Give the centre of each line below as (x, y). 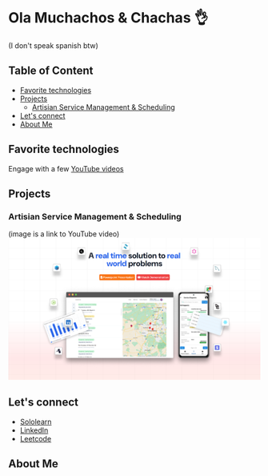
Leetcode (36, 438)
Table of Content (51, 71)
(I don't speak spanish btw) (53, 45)
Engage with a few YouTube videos (66, 168)
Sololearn (36, 422)
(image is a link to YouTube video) (64, 234)
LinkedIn (34, 430)
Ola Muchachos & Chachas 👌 (108, 18)
